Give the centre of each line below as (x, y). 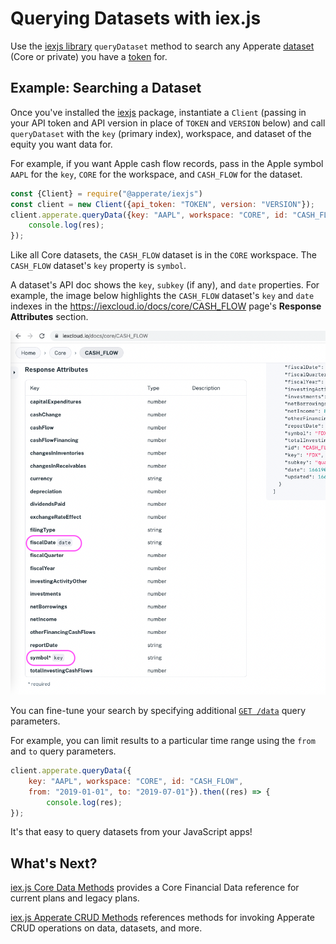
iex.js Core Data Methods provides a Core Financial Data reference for (155, 888)
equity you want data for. (61, 144)
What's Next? (54, 863)
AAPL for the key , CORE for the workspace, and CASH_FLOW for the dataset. (156, 174)
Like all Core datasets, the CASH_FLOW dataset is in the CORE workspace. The (163, 255)
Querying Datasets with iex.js (136, 18)
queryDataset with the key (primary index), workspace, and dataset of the (161, 133)
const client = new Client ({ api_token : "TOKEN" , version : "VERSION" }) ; (163, 204)
